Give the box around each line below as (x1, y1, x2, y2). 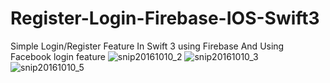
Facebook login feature (10, 50, 106, 62)
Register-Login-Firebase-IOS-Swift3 (10, 7, 320, 30)
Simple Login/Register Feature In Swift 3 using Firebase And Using (10, 40, 285, 52)
